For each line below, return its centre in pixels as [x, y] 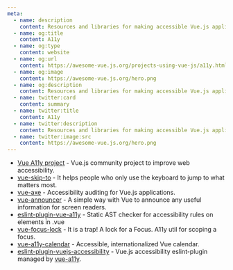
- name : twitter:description [55, 124]
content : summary [45, 104]
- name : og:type [37, 46]
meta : [15, 14]
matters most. [37, 185]
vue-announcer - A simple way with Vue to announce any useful [109, 200]
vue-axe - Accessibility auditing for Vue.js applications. [96, 193]
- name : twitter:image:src [52, 136]
